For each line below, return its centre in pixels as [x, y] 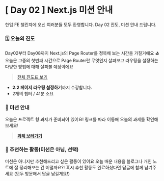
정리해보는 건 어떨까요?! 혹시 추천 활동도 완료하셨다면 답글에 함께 [81, 167]
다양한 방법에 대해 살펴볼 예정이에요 [39, 67]
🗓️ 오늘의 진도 [20, 38]
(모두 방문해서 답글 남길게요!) [42, 173]
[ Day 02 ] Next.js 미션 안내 [59, 10]
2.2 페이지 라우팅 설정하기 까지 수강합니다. [52, 88]
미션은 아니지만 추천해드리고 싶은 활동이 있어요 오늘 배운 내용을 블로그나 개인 [79, 161]
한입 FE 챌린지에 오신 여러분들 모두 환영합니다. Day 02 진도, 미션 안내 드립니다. [81, 25]
